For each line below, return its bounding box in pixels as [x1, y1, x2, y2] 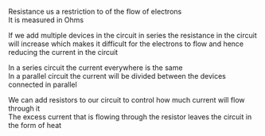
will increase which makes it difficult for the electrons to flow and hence [8, 39, 244, 49]
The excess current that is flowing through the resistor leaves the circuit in [8, 112, 252, 122]
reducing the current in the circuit [8, 48, 119, 56]
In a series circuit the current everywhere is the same [8, 63, 183, 72]
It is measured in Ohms [8, 15, 84, 25]
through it [8, 103, 41, 113]
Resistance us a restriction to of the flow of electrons [8, 7, 182, 16]
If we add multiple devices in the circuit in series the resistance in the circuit [8, 31, 257, 40]
